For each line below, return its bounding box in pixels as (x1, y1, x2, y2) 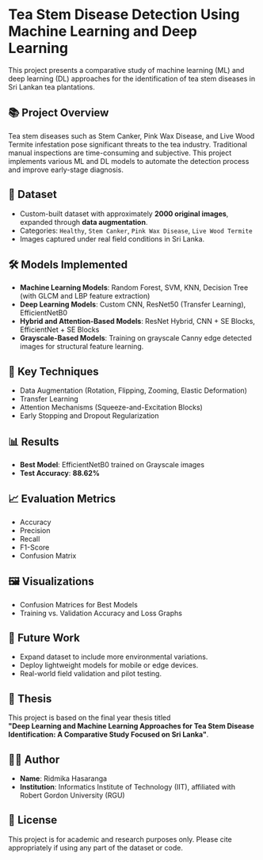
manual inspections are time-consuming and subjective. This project (8, 148, 232, 158)
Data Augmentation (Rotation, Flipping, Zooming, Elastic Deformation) (19, 386, 248, 395)
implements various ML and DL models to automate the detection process (8, 156, 250, 166)
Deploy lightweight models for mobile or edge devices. (19, 660, 199, 670)
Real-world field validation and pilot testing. (19, 669, 162, 679)
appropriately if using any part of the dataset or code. (8, 843, 184, 852)
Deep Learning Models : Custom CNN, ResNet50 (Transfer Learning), (19, 299, 246, 310)
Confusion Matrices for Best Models (19, 599, 139, 609)
